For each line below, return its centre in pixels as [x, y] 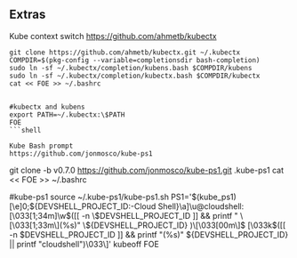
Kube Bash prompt [41, 146]
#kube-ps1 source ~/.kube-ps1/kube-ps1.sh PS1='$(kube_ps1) [123, 197]
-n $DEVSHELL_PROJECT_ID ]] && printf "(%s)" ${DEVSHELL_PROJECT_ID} [149, 234]
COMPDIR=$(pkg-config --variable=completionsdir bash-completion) [135, 60]
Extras [28, 15]
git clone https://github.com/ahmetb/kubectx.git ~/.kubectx [125, 52]
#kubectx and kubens [48, 107]
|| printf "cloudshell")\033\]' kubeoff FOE [84, 244]
